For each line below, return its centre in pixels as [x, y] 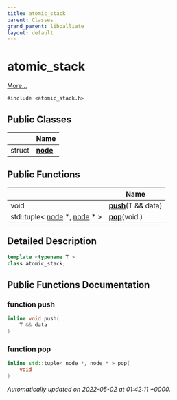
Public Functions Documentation [79, 285]
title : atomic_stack [37, 13]
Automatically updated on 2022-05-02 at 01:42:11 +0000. [89, 389]
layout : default [30, 33]
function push [31, 304]
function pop [29, 349]
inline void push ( [33, 319]
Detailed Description [52, 241]
